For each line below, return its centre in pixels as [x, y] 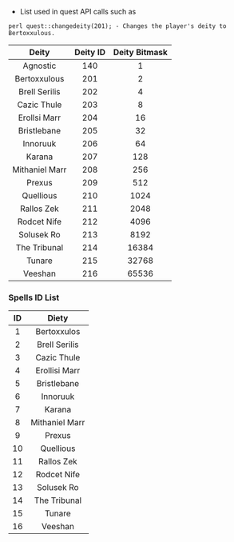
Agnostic [40, 66]
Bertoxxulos [58, 332]
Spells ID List [34, 297]
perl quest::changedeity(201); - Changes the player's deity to [117, 26]
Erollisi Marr [58, 371]
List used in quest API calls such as [78, 12]
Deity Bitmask [140, 52]
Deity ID [90, 52]
